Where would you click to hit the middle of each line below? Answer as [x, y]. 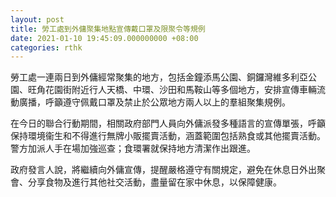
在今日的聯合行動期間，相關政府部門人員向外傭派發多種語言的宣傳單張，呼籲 [168, 123]
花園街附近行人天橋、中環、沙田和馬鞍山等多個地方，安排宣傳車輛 [180, 90]
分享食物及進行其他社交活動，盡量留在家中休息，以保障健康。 [154, 182]
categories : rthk [46, 47]
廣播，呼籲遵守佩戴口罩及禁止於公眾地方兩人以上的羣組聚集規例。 [154, 102]
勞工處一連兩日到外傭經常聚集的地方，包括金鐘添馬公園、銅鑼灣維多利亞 [159, 77]
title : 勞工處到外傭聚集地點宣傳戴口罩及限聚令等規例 [108, 29]
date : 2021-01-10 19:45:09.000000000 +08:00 [104, 38]
